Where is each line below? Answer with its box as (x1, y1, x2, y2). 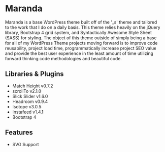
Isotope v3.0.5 (12, 103, 42, 109)
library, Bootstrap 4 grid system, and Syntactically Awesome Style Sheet (5, 29, 152, 35)
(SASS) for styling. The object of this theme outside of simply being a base (5, 35, 157, 41)
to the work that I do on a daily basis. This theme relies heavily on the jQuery (5, 24, 161, 30)
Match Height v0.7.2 (12, 83, 53, 89)
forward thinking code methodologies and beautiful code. (5, 55, 122, 61)
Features (5, 128, 33, 137)
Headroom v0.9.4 (12, 99, 48, 104)
